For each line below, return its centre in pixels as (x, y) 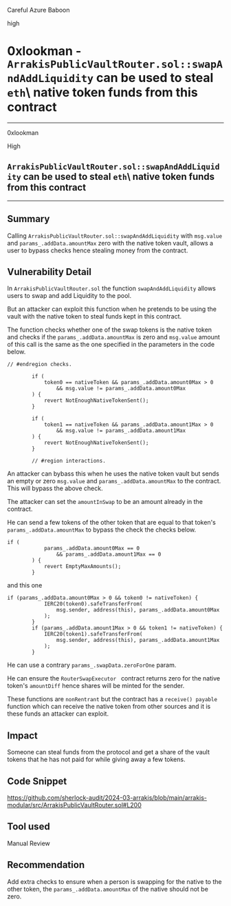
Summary (29, 219)
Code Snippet (37, 781)
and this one (25, 585)
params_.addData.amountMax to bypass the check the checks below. (102, 530)
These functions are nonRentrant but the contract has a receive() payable (112, 699)
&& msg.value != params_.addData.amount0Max (121, 389)
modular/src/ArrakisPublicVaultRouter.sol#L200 (75, 805)
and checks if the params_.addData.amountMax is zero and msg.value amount (113, 337)
